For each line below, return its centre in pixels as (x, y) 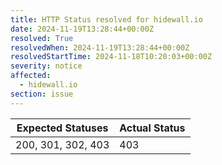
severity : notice (46, 66)
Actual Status (152, 128)
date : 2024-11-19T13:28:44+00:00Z (82, 29)
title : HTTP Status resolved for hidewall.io (106, 19)
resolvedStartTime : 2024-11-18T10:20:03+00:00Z (111, 57)
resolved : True (42, 38)
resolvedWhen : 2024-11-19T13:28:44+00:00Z (100, 47)
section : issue (42, 94)
